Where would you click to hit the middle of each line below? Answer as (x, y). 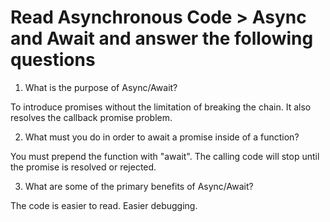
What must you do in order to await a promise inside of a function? (162, 137)
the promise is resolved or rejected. (83, 167)
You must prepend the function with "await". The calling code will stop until (165, 156)
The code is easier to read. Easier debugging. (104, 205)
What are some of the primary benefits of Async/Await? (139, 186)
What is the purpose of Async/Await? (101, 87)
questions (53, 60)
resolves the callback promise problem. (91, 117)
